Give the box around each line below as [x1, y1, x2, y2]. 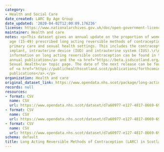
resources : [5, 89, 27, 94]
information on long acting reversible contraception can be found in [9, 52, 156, 58]
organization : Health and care [5, 76, 69, 80]
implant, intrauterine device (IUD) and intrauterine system [9, 48, 137, 53]
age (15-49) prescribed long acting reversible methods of [9, 39, 132, 44]
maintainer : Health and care [5, 30, 64, 35]
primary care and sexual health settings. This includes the [9, 44, 137, 49]
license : [5, 25, 23, 30]
